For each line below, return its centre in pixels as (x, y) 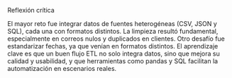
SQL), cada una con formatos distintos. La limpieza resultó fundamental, (113, 31)
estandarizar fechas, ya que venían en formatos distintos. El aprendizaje (113, 46)
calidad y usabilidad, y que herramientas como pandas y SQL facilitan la (113, 61)
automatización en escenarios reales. (62, 69)
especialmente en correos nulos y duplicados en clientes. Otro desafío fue (116, 39)
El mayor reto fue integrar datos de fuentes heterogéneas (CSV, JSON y (112, 24)
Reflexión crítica (31, 10)
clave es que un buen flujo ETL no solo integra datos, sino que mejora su (114, 53)
